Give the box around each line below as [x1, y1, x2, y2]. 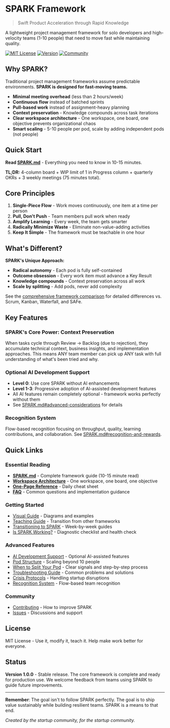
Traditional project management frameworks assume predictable [5, 78, 140, 84]
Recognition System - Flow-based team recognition [12, 580, 120, 586]
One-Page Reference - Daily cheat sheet [12, 483, 99, 490]
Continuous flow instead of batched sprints [12, 99, 105, 105]
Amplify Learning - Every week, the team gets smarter [12, 219, 127, 225]
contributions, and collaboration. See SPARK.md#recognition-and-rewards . [5, 431, 162, 437]
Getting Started [5, 502, 44, 509]
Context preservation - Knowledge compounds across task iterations [12, 109, 158, 115]
